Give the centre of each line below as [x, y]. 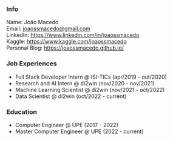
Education [22, 112]
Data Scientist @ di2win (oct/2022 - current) [71, 96]
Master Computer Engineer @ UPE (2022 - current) [79, 131]
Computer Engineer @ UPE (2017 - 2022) [66, 125]
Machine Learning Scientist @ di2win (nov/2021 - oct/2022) [90, 90]
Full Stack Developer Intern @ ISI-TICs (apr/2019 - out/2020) [91, 77]
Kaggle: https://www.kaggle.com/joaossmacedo [67, 42]
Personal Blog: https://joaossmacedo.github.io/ [65, 48]
